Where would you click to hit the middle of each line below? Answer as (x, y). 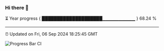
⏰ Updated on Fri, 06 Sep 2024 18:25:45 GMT (51, 34)
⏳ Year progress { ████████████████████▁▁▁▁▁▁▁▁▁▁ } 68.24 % (81, 18)
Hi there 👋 (17, 8)
